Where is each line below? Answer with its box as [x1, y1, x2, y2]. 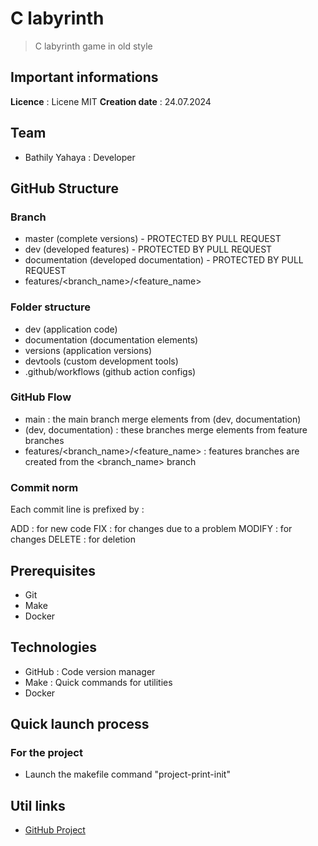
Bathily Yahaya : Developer [24, 151, 136, 163]
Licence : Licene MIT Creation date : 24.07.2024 [10, 95, 212, 107]
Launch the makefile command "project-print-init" [24, 768, 231, 781]
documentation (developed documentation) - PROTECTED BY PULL [24, 254, 304, 266]
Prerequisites [10, 562, 96, 579]
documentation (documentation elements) [24, 333, 199, 346]
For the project [10, 746, 83, 760]
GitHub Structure [10, 180, 119, 197]
